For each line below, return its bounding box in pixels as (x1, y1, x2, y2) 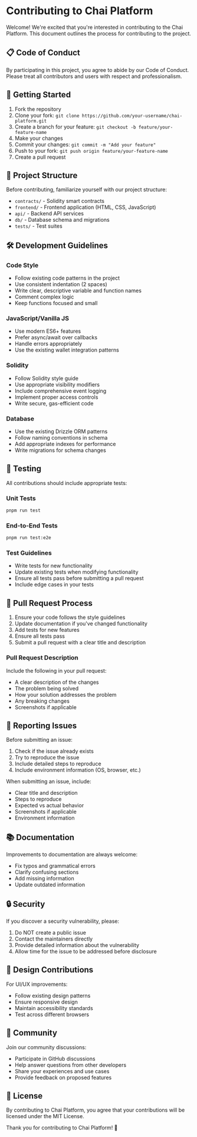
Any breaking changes (14, 697, 70, 705)
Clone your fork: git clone (14, 112, 80, 119)
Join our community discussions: (6, 1043, 87, 1051)
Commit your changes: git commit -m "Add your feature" (14, 140, 156, 148)
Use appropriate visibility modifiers (14, 381, 100, 388)
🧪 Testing (6, 464, 42, 474)
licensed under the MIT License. (6, 1113, 84, 1120)
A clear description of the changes (14, 679, 99, 686)
